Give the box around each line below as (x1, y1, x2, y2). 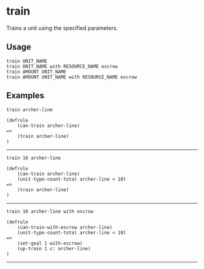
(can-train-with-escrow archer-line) (17, 224, 113, 230)
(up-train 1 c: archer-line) (17, 245, 91, 251)
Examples (6, 90, 44, 101)
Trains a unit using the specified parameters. (6, 24, 118, 32)
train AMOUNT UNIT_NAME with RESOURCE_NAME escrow (6, 74, 137, 80)
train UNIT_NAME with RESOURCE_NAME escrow (6, 63, 118, 69)
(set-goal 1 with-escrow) (17, 240, 83, 247)
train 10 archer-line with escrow (6, 208, 94, 214)
